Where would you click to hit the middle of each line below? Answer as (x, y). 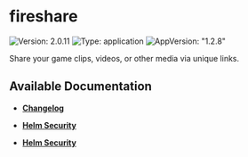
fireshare (44, 17)
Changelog (43, 108)
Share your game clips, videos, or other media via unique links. (124, 58)
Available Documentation (81, 87)
